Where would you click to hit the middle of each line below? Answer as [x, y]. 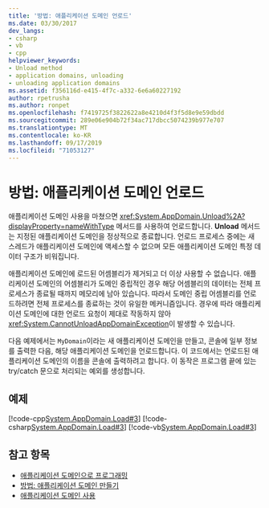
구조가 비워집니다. [51, 256]
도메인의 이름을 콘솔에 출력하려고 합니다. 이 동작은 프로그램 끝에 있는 [150, 361]
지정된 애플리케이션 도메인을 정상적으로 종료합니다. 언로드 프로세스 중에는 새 [136, 236]
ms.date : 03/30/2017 [43, 23]
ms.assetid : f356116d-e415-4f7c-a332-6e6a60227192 [95, 90]
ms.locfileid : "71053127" [51, 150]
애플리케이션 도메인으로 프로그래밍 [74, 475]
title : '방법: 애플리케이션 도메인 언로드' [70, 16]
